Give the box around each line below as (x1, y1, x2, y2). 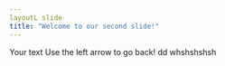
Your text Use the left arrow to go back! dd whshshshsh (9, 46, 217, 57)
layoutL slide (9, 13, 63, 23)
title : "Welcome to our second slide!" (9, 22, 160, 31)
